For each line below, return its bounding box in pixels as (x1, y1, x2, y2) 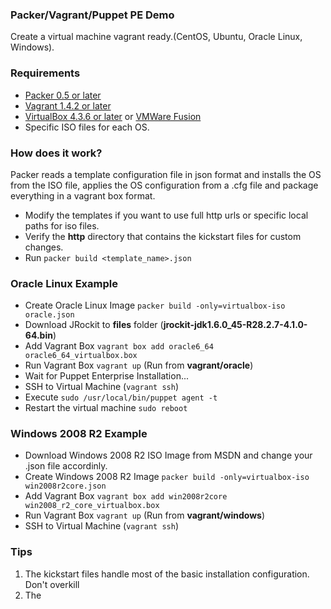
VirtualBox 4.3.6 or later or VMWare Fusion (24, 110, 202, 122)
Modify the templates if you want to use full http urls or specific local (24, 209, 309, 221)
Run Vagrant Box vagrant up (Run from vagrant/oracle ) (24, 359, 254, 372)
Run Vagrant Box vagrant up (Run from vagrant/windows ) (24, 509, 266, 522)
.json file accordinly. (24, 460, 108, 472)
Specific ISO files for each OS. (24, 121, 150, 133)
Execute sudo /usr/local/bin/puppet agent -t (24, 391, 218, 403)
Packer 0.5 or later (24, 89, 102, 101)
